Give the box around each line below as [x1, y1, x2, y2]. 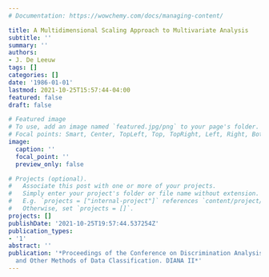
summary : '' [8, 41, 48, 49]
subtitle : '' [8, 34, 52, 42]
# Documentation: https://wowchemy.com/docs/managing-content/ [8, 11, 224, 20]
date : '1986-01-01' [8, 78, 74, 87]
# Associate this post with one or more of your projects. [8, 182, 217, 190]
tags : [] [8, 63, 38, 72]
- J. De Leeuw [8, 56, 56, 64]
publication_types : [8, 226, 74, 235]
